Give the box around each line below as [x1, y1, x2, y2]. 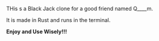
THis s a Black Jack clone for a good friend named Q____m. [6, 5, 154, 12]
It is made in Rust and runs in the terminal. [6, 17, 111, 23]
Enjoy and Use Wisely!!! [6, 28, 67, 35]
